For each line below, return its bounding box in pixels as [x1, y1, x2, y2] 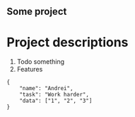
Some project [6, 6, 67, 18]
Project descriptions [6, 34, 129, 50]
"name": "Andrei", [19, 85, 74, 92]
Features [16, 65, 43, 74]
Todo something [16, 57, 65, 66]
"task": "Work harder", [19, 91, 90, 99]
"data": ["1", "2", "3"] [19, 97, 93, 105]
